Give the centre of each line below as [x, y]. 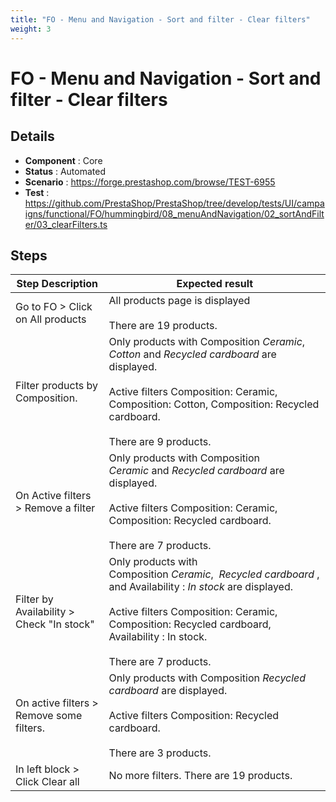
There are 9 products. [160, 442]
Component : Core [63, 160]
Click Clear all [47, 782]
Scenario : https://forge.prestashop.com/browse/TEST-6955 [150, 182]
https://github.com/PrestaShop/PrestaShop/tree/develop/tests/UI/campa [174, 203]
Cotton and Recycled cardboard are [192, 354]
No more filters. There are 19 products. [200, 776]
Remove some [49, 716]
